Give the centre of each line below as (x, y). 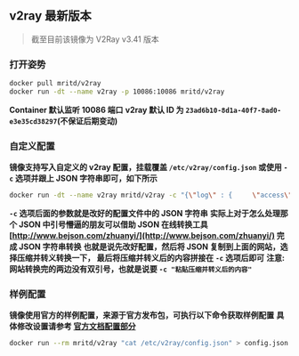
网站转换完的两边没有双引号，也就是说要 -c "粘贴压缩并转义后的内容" (130, 269)
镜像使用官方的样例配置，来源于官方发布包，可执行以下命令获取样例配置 (141, 315)
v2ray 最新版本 (50, 16)
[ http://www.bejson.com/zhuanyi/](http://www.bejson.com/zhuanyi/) (142, 236)
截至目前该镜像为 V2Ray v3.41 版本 (95, 39)
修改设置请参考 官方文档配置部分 (76, 327)
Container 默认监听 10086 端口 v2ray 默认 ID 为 (97, 109)
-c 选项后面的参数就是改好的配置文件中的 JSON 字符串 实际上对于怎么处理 (145, 214)
